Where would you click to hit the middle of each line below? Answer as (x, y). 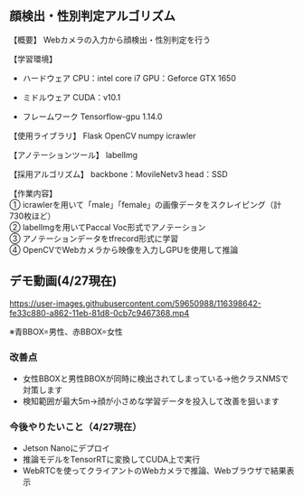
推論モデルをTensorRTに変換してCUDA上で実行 (111, 460)
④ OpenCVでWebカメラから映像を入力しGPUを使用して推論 (124, 249)
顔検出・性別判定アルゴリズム (93, 16)
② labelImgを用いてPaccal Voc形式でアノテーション (108, 227)
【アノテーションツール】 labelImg (74, 154)
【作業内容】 (33, 193)
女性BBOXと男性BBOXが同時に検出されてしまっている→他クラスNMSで (156, 379)
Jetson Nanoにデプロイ (66, 448)
